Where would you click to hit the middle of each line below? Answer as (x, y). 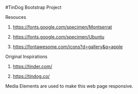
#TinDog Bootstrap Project (33, 7)
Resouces (16, 17)
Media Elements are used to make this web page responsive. (69, 86)
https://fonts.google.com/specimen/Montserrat (62, 27)
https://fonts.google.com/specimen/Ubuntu (59, 37)
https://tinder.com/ (32, 66)
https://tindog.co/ (31, 76)
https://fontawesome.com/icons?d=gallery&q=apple (68, 47)
